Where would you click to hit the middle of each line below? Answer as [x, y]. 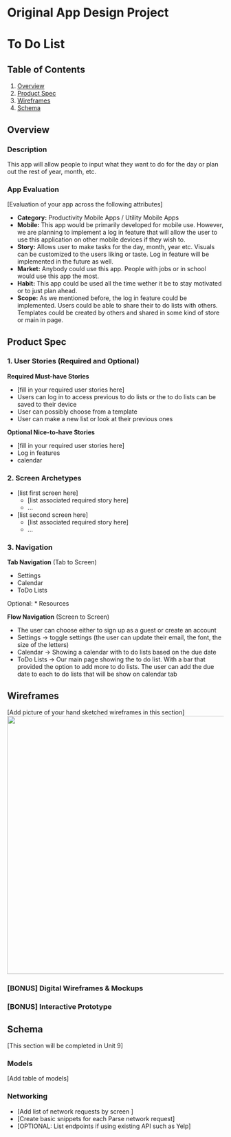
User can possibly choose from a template [77, 412]
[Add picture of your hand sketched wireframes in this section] [96, 712]
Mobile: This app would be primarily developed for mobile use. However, [120, 225]
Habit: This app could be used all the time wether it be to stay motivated [119, 284]
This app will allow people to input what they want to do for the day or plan [113, 164]
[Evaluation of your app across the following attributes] [85, 204]
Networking [27, 1096]
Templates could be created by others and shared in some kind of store [118, 313]
